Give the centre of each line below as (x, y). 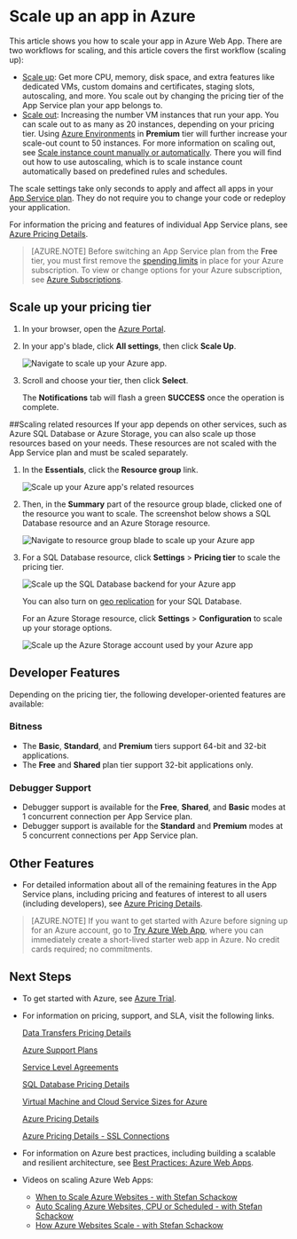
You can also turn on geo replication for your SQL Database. (132, 601)
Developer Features (65, 673)
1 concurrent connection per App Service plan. (107, 817)
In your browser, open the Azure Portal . (94, 328)
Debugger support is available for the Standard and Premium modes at (152, 826)
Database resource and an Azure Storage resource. (116, 523)
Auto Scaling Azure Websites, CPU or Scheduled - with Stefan (149, 1206)
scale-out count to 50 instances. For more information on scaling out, (149, 143)
